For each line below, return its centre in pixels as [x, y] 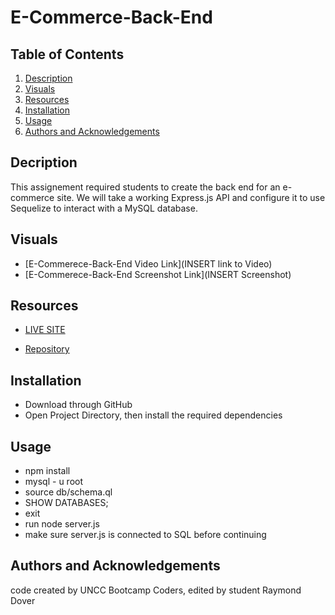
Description [48, 78]
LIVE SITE [45, 330]
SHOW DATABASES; [66, 503]
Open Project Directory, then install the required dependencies [153, 415]
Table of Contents [67, 54]
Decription [44, 162]
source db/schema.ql [68, 492]
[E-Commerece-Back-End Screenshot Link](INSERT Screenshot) [158, 274]
